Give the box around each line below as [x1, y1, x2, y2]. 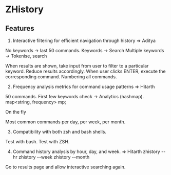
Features [5, 24, 34, 33]
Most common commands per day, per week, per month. [5, 119, 126, 125]
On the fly [5, 109, 27, 115]
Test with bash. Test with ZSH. [5, 139, 70, 144]
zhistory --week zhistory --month [18, 154, 90, 160]
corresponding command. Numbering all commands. [5, 74, 117, 80]
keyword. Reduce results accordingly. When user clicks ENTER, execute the [5, 68, 166, 74]
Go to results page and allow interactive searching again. [5, 164, 126, 170]
